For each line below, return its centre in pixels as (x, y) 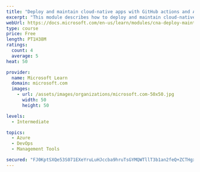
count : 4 (22, 51)
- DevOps (22, 143)
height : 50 (35, 105)
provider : (18, 72)
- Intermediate (30, 122)
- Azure (21, 138)
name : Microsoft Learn (40, 78)
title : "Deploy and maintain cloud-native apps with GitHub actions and (98, 12)
